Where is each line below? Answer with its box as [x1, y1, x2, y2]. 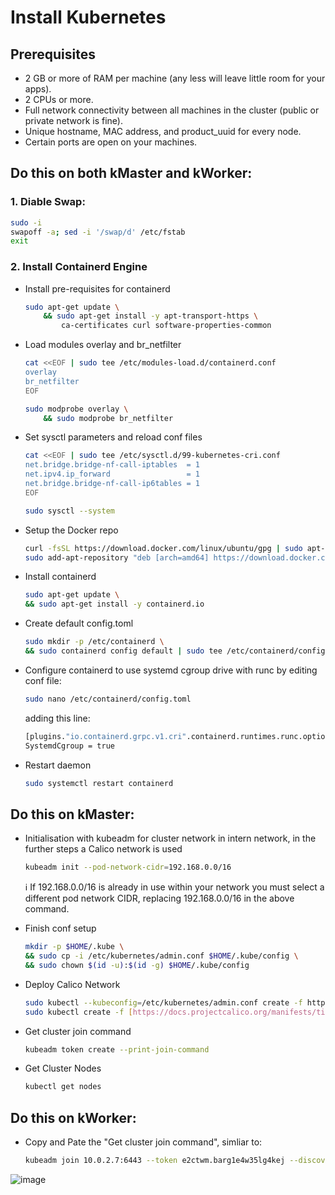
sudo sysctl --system [24, 506, 115, 516]
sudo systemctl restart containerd [24, 778, 174, 788]
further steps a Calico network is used [24, 843, 183, 855]
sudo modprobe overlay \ [24, 404, 129, 414]
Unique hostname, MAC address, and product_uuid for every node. [24, 126, 302, 137]
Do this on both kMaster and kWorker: [10, 165, 253, 182]
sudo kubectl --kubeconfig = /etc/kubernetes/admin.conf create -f [24, 997, 303, 1008]
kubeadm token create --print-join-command [24, 1044, 210, 1055]
